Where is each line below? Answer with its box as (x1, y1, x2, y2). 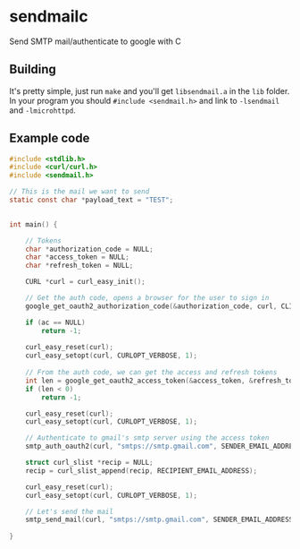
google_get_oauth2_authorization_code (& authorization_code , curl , (25, 302, 278, 311)
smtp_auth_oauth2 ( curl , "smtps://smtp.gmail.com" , (25, 442, 218, 451)
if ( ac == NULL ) (25, 318, 87, 327)
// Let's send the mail (25, 507, 114, 516)
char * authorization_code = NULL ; (25, 244, 154, 253)
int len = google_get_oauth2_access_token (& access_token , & (25, 376, 254, 385)
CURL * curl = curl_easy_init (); (25, 278, 146, 287)
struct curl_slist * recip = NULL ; (25, 459, 154, 468)
